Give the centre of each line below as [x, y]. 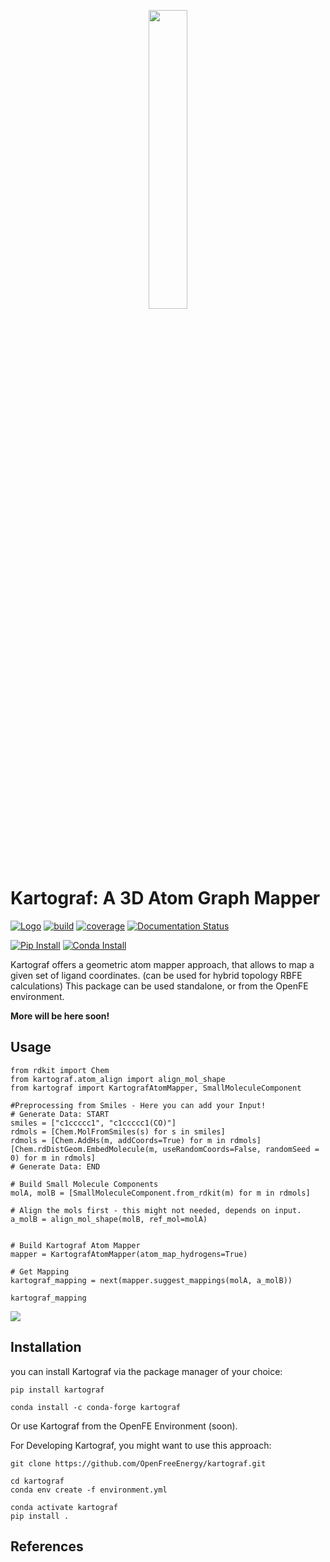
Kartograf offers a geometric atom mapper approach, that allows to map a [162, 964]
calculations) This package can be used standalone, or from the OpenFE [159, 986]
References [47, 1546]
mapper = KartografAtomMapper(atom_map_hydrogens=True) [129, 1254]
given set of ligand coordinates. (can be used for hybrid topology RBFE [156, 975]
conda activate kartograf [64, 1507]
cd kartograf [37, 1481]
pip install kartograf [57, 1390]
